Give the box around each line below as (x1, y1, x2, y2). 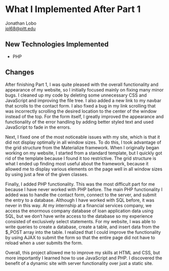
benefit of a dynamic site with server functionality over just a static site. (5, 260, 153, 266)
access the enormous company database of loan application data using (5, 208, 154, 214)
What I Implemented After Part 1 (5, 4, 141, 15)
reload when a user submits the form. (5, 240, 83, 246)
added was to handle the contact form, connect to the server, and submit (5, 192, 157, 198)
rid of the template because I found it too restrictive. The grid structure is (5, 155, 156, 161)
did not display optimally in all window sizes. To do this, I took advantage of (5, 139, 161, 145)
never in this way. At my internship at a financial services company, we (5, 202, 152, 208)
